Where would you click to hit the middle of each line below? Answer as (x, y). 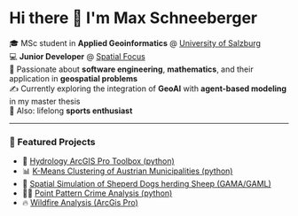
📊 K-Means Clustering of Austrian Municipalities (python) (127, 171)
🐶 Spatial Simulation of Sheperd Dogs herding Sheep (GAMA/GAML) (147, 184)
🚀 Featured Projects (52, 142)
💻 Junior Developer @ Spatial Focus (78, 56)
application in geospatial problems (74, 78)
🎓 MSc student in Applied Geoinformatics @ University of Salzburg (135, 42)
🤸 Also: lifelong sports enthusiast (71, 111)
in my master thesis (45, 101)
